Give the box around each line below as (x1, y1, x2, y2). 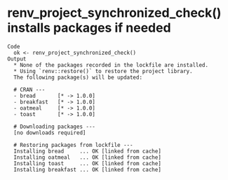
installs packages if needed (7, 20, 171, 36)
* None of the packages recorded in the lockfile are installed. (13, 61, 209, 68)
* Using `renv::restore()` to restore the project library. (13, 67, 193, 75)
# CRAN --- (13, 86, 46, 93)
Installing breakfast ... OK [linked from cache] (13, 166, 161, 173)
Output (7, 55, 27, 63)
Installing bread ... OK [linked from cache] (13, 148, 161, 155)
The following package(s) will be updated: (13, 74, 142, 81)
